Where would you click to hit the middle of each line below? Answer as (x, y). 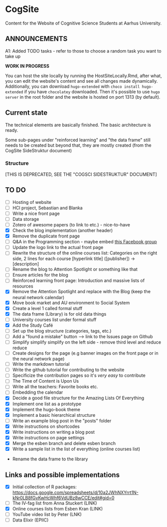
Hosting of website (32, 202)
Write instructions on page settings (48, 437)
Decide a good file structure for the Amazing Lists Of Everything (78, 398)
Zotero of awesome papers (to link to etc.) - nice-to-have (71, 224)
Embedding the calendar (38, 392)
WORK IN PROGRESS (27, 66)
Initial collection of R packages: (45, 486)
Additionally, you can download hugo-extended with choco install (73, 86)
